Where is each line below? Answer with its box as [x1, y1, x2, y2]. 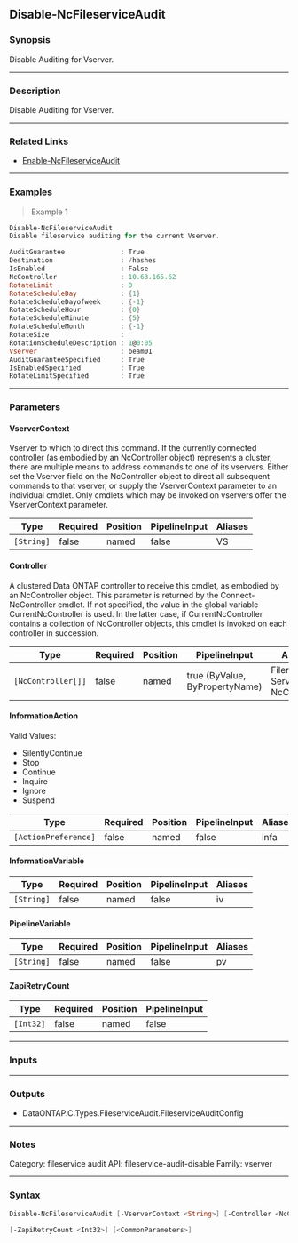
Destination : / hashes [9, 256, 157, 265]
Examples [9, 186, 53, 198]
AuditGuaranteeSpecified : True [9, 355, 145, 364]
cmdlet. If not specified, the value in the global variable [57, 599, 259, 610]
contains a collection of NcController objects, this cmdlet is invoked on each [9, 618, 288, 629]
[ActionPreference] [13, 831, 96, 842]
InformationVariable [9, 855, 85, 866]
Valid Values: [9, 730, 57, 741]
